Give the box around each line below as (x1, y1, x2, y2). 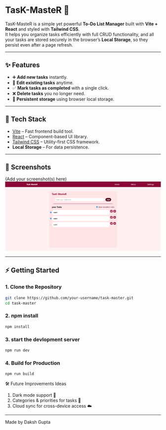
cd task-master (5, 301, 37, 306)
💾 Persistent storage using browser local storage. (12, 96, 115, 102)
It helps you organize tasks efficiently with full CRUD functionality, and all (5, 31, 154, 37)
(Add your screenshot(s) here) (5, 176, 67, 182)
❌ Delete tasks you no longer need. (12, 90, 85, 96)
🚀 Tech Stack (5, 115, 46, 123)
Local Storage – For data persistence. (12, 144, 89, 150)
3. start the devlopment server (5, 336, 80, 343)
